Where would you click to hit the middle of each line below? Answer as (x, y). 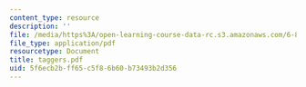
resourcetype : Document (55, 52)
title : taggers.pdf (46, 60)
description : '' (40, 26)
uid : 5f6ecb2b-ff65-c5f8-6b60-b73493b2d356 (93, 69)
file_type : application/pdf (63, 43)
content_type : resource (55, 18)
